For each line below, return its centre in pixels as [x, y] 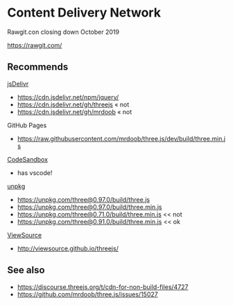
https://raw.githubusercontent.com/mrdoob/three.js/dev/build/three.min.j [121, 138]
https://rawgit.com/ [35, 45]
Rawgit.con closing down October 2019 [63, 32]
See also [26, 270]
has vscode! [35, 173]
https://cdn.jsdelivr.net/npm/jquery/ [68, 97]
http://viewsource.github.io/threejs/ [68, 248]
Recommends [38, 67]
